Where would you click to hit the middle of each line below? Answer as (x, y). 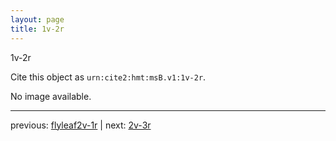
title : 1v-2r (37, 29)
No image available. (51, 96)
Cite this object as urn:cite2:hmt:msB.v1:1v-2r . (108, 77)
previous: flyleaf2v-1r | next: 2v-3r (81, 125)
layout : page (37, 19)
